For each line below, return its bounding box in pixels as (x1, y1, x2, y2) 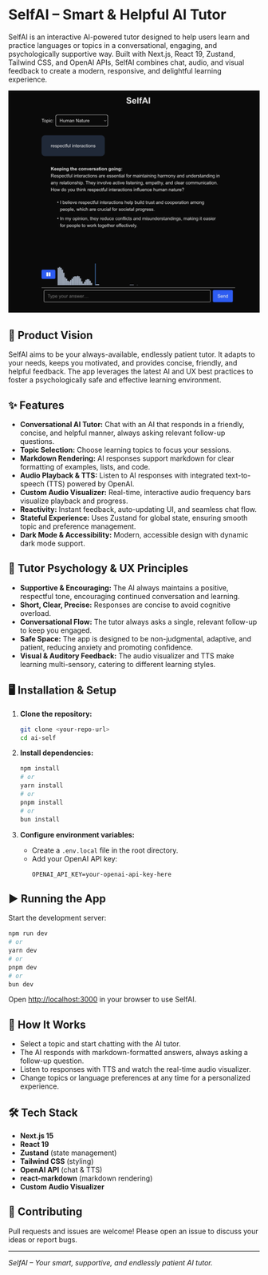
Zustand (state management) (19, 1148, 117, 1157)
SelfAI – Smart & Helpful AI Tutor (8, 6, 227, 24)
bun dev (8, 980, 34, 989)
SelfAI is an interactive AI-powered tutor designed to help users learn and (8, 32, 250, 42)
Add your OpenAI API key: (31, 853, 118, 863)
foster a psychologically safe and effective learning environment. (8, 375, 222, 385)
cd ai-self (19, 733, 57, 741)
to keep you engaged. (19, 626, 93, 635)
